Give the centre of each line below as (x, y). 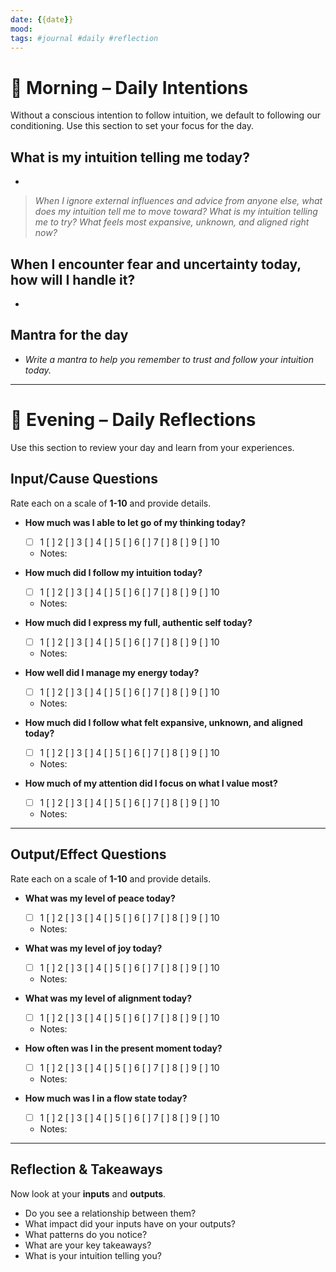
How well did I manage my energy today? (112, 672)
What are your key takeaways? (88, 1245)
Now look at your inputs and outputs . (88, 1193)
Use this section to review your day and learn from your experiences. (152, 447)
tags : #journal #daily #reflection (84, 38)
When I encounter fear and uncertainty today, (156, 264)
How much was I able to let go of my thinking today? (135, 522)
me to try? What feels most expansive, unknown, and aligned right (172, 222)
